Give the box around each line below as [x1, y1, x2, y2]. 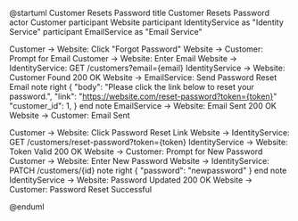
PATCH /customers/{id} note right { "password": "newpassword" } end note [9, 165, 287, 176]
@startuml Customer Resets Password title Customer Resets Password [9, 8, 270, 18]
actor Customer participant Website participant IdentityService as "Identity [9, 17, 284, 28]
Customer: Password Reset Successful [9, 184, 153, 194]
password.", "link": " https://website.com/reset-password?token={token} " [9, 91, 277, 102]
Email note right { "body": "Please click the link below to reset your [9, 82, 254, 92]
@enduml [9, 201, 45, 212]
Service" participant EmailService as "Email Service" [9, 27, 203, 37]
